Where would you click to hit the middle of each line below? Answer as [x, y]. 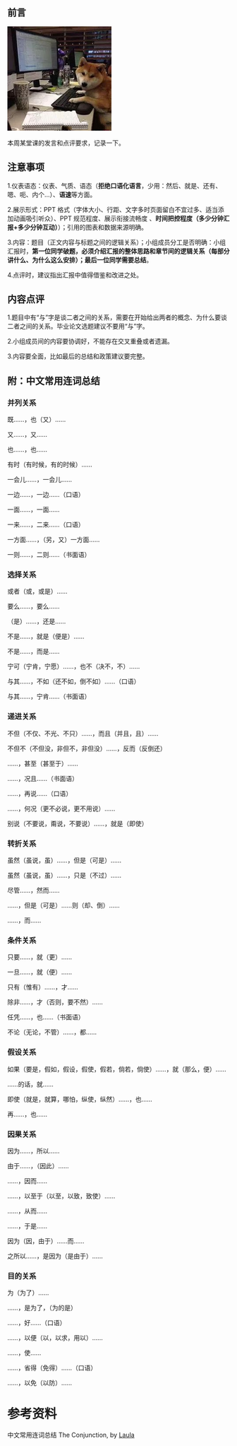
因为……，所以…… [34, 1151]
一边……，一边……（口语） [46, 495]
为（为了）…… [28, 1293]
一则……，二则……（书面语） [49, 555]
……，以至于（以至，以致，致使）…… [61, 1196]
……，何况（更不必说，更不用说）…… [61, 809]
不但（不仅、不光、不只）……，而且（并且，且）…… [83, 733]
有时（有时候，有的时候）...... [50, 464]
